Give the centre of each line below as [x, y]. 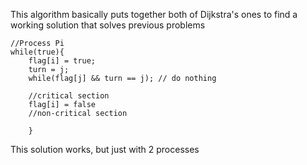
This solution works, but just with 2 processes [105, 149]
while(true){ [37, 52]
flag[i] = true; [62, 61]
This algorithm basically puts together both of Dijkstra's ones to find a [154, 14]
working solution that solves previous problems [108, 25]
